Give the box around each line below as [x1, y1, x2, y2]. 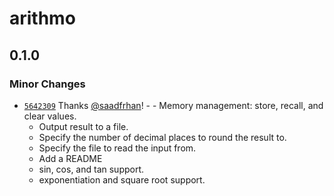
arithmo [9, 7, 76, 30]
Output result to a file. [38, 120, 129, 132]
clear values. [23, 110, 77, 122]
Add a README [38, 152, 103, 164]
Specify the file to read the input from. [38, 142, 197, 154]
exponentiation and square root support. [38, 173, 206, 186]
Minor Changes [9, 77, 86, 91]
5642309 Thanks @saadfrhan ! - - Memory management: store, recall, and [23, 99, 324, 111]
